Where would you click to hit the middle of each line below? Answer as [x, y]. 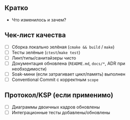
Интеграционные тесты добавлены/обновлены [61, 112]
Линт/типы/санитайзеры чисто [44, 58]
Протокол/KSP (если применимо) [59, 95]
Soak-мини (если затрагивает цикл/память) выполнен [68, 74]
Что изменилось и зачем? [39, 20]
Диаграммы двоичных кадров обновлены [56, 107]
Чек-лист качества [35, 35]
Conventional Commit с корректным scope [55, 80]
